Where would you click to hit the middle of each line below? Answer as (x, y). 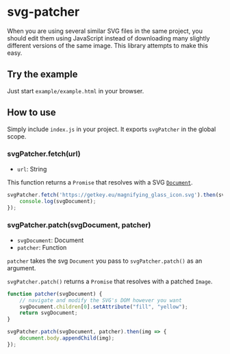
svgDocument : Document (50, 240)
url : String (32, 169)
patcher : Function (42, 247)
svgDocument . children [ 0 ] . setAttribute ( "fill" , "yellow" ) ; (104, 307)
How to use (31, 113)
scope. (17, 136)
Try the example (42, 74)
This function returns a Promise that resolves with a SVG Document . (100, 182)
